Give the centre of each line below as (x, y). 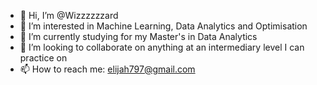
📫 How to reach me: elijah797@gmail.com (107, 69)
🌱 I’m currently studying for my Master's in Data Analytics (138, 36)
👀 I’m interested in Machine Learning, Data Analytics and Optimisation (163, 26)
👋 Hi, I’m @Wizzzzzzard (69, 15)
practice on (43, 58)
